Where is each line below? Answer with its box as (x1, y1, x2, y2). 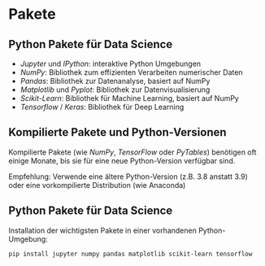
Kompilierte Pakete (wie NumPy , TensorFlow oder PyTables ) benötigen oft (8, 147, 257, 157)
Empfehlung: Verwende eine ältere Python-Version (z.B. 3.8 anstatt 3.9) (8, 172, 248, 181)
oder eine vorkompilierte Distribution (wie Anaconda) (8, 180, 186, 190)
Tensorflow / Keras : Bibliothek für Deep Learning (20, 102, 185, 111)
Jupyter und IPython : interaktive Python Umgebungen (20, 59, 202, 68)
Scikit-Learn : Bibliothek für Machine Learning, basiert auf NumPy (20, 94, 240, 102)
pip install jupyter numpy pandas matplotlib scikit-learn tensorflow (8, 250, 253, 258)
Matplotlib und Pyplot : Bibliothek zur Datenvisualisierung (20, 85, 211, 94)
